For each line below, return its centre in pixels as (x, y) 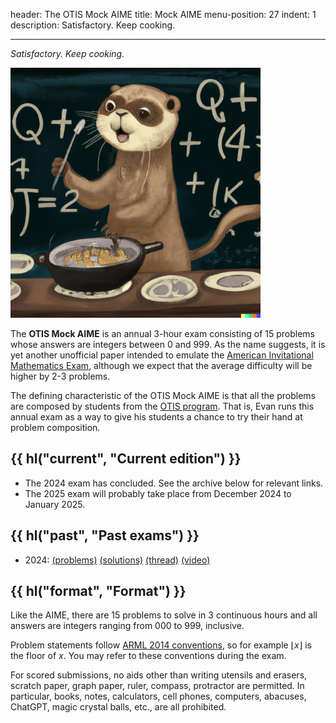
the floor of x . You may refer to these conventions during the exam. (148, 656)
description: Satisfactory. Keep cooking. (93, 25)
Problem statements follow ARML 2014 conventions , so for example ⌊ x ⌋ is (161, 645)
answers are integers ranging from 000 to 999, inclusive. (127, 626)
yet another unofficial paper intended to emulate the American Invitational (162, 355)
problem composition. (55, 427)
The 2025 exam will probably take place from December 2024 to (158, 493)
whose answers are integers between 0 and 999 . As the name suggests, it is (168, 344)
